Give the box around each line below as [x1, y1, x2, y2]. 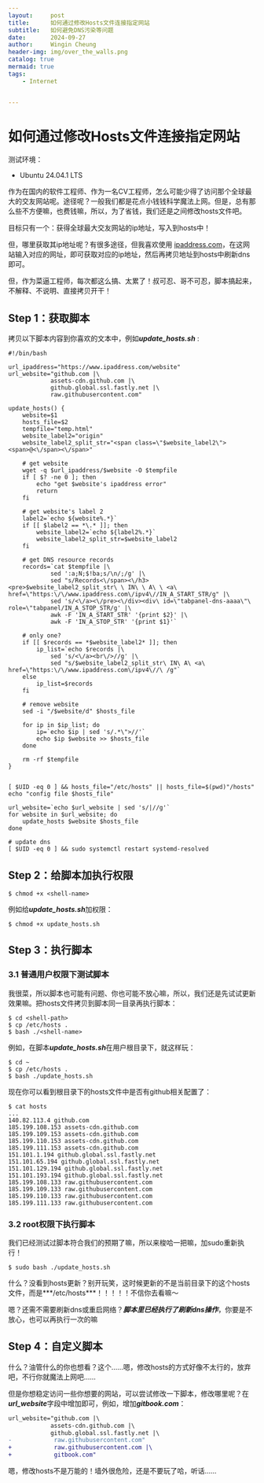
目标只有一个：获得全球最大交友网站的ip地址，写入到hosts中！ [8, 223, 211, 233]
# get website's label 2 [22, 508, 104, 516]
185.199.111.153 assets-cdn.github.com [8, 1144, 139, 1152]
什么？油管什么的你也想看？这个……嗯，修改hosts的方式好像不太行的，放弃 [8, 1362, 251, 1371]
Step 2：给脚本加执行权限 [8, 869, 134, 882]
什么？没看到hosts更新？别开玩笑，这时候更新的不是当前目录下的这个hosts [8, 1278, 250, 1288]
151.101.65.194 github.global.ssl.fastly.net [8, 1157, 159, 1165]
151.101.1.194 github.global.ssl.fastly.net [8, 1150, 156, 1159]
